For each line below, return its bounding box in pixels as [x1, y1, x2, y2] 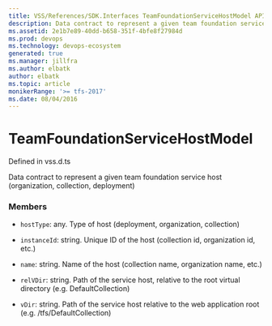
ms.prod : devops [8, 34, 63, 43]
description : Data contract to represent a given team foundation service [8, 19, 266, 28]
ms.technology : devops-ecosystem [8, 42, 121, 50]
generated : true [8, 49, 63, 58]
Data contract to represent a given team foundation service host [8, 172, 223, 182]
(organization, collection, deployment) [8, 181, 135, 191]
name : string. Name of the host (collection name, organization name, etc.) [19, 260, 263, 269]
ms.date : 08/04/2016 [8, 95, 79, 103]
